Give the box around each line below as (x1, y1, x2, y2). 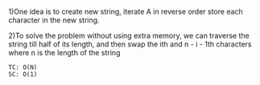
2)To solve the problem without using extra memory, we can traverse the (8, 31, 250, 40)
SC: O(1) (8, 71, 38, 79)
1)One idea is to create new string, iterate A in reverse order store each (8, 7, 243, 16)
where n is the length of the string (8, 48, 121, 57)
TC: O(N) (8, 63, 38, 71)
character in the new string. (8, 15, 100, 25)
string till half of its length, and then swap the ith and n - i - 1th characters (8, 39, 252, 49)
